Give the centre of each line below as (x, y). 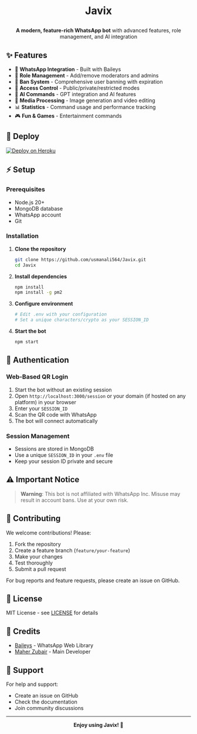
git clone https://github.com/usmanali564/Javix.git (80, 259)
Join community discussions (49, 708)
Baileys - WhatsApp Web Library (54, 645)
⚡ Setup (21, 170)
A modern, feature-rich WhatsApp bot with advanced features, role (98, 31)
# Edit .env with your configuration (61, 314)
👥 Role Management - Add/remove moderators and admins (86, 75)
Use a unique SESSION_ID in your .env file (64, 455)
